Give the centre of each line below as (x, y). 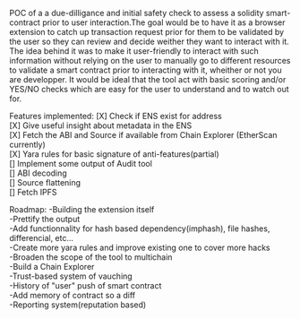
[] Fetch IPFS (33, 192)
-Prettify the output (45, 219)
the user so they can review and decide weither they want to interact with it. (149, 41)
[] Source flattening (45, 182)
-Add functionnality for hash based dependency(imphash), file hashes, (140, 228)
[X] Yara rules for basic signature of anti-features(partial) (114, 154)
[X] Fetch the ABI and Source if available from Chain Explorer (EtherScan (143, 135)
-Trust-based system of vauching (71, 276)
